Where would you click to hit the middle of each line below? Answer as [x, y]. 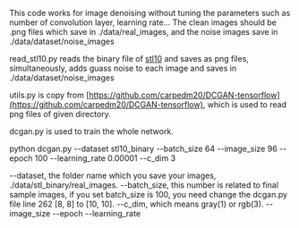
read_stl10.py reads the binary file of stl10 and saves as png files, [129, 59]
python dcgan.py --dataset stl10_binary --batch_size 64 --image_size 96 [143, 148]
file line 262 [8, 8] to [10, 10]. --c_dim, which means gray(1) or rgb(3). [137, 204]
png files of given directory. [60, 114]
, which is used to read [244, 105]
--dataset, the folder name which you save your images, [113, 175]
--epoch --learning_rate [97, 213]
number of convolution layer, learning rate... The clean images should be [143, 22]
